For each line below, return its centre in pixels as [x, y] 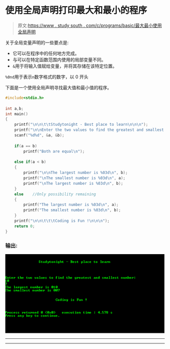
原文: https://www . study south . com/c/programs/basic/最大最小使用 [90, 25]
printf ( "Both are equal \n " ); [54, 151]
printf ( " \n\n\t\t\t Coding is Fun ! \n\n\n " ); [62, 221]
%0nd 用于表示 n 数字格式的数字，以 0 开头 [47, 77]
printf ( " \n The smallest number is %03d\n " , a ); [74, 178]
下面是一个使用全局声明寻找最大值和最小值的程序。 [58, 87]
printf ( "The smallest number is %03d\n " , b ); [72, 210]
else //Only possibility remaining [55, 194]
